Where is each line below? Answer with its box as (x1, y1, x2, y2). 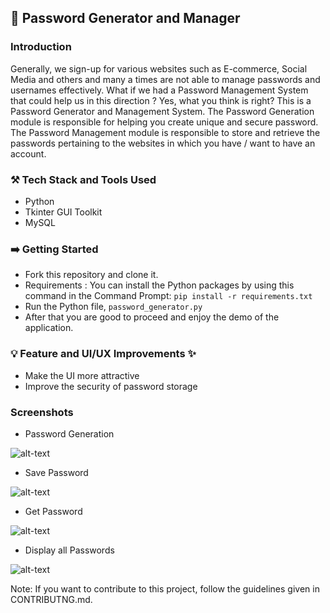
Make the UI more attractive (24, 369, 140, 381)
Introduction (10, 40, 72, 54)
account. (10, 147, 47, 160)
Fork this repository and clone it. (24, 269, 159, 281)
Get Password (24, 505, 83, 517)
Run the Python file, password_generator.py (24, 301, 203, 313)
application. (24, 322, 74, 334)
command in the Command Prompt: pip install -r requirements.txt (24, 290, 313, 302)
